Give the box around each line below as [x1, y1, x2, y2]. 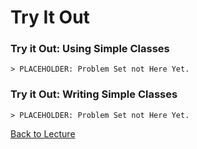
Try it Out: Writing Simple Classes [10, 87, 178, 101]
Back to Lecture [10, 127, 76, 140]
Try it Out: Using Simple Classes [10, 42, 170, 56]
